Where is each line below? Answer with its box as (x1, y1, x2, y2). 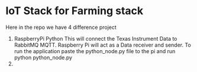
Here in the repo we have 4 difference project (5, 24, 117, 31)
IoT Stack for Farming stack (5, 4, 144, 18)
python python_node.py (14, 54, 72, 61)
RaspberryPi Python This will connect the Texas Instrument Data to (14, 35, 177, 42)
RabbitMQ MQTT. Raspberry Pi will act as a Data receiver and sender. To (14, 41, 192, 48)
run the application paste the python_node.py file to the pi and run (14, 47, 176, 54)
